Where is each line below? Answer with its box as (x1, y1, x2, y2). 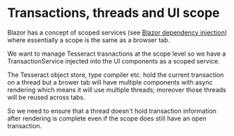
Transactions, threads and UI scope (7, 5, 220, 21)
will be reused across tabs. (7, 93, 86, 101)
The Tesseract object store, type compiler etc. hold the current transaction (7, 70, 224, 79)
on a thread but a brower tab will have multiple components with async (7, 78, 213, 86)
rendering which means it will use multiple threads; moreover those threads (7, 85, 227, 94)
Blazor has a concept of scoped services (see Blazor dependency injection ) (7, 28, 228, 37)
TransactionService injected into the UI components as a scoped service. (7, 56, 220, 65)
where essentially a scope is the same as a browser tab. (7, 35, 171, 44)
